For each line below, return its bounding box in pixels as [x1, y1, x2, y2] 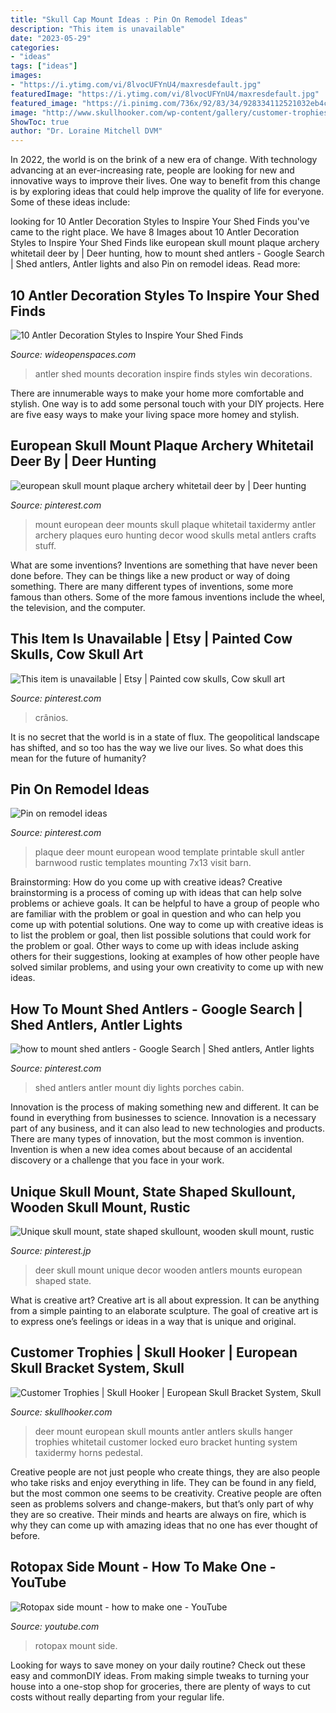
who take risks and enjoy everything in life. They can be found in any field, [10, 1476, 317, 1488]
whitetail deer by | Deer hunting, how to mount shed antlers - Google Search [10, 247, 325, 260]
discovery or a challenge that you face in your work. [10, 1154, 225, 1166]
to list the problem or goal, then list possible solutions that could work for [10, 929, 312, 941]
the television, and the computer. [10, 601, 146, 613]
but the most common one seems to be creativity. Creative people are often [10, 1487, 322, 1499]
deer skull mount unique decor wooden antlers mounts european [34, 1264, 303, 1276]
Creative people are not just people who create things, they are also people [10, 1466, 321, 1478]
